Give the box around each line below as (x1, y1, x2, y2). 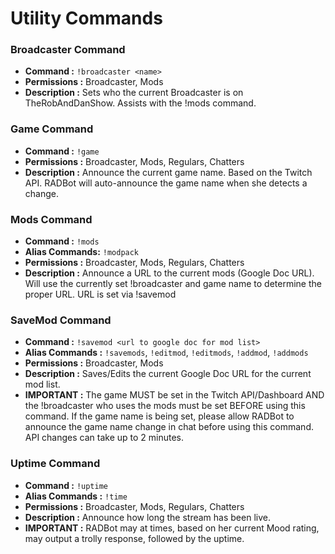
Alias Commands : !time (24, 490, 128, 502)
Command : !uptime (24, 479, 109, 491)
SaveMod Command (10, 313, 112, 327)
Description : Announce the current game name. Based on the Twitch (24, 166, 313, 178)
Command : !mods (24, 235, 100, 247)
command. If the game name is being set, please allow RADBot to (24, 410, 295, 422)
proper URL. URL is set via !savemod (24, 288, 177, 301)
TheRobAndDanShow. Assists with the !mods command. (24, 97, 257, 109)
